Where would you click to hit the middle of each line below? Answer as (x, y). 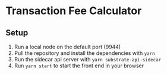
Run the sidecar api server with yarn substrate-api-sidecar (88, 59)
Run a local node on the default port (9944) (67, 47)
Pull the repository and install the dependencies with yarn (84, 53)
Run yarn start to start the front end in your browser (79, 66)
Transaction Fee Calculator (74, 11)
